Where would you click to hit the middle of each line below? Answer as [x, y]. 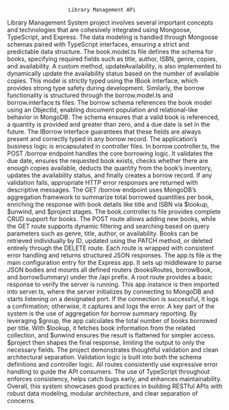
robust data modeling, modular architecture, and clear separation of [103, 393]
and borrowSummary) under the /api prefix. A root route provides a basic [110, 277]
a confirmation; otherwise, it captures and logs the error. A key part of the [111, 306]
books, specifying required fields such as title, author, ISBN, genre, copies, [112, 59]
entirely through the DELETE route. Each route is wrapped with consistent [110, 248]
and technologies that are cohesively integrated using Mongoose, [99, 30]
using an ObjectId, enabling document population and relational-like [103, 110]
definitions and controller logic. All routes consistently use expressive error [112, 364]
